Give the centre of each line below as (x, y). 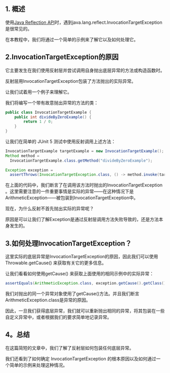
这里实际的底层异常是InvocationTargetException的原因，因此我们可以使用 (82, 257)
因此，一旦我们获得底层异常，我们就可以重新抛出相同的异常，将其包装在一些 (85, 310)
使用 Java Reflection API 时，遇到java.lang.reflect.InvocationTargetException (84, 22)
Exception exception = (29, 170)
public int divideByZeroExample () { (53, 117)
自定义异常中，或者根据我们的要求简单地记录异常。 (58, 317)
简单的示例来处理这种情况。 (38, 365)
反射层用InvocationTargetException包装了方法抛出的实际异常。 (71, 81)
